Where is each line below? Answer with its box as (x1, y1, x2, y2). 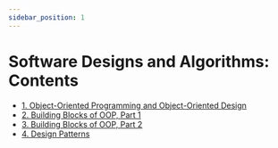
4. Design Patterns (21, 128, 90, 139)
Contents (8, 70, 80, 90)
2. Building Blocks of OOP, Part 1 (21, 109, 142, 120)
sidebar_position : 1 (8, 12, 86, 22)
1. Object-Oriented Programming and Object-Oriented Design (21, 100, 248, 111)
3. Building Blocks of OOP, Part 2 (21, 119, 143, 129)
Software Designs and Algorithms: (8, 51, 270, 71)
